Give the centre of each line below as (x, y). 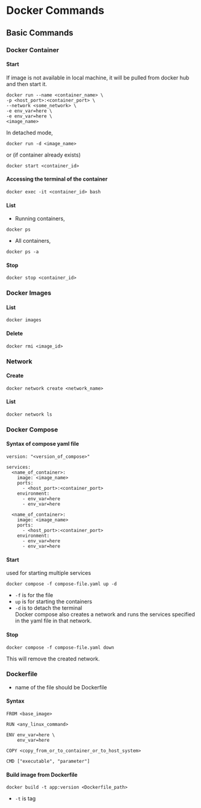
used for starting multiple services (49, 573)
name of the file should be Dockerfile (61, 687)
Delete (14, 334)
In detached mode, (29, 133)
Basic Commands (40, 33)
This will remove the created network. (53, 659)
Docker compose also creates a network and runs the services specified (105, 615)
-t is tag (25, 798)
